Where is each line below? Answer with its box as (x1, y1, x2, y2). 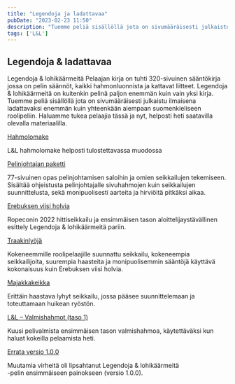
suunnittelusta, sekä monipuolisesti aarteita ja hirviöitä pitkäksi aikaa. (7, 188, 206, 197)
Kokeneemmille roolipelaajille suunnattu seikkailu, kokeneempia (7, 250, 190, 259)
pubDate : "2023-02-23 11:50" (7, 17, 92, 24)
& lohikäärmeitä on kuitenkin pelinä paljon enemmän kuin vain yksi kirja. (7, 89, 214, 98)
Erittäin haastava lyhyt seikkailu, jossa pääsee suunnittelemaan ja (7, 292, 195, 301)
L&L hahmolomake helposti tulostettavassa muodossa (7, 146, 162, 155)
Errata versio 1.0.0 (7, 348, 59, 356)
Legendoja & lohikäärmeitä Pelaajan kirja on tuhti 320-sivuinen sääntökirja (7, 74, 221, 83)
